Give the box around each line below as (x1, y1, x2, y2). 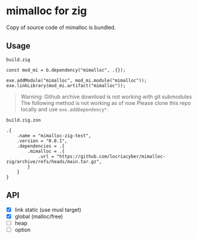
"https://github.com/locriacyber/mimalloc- (56, 153, 166, 160)
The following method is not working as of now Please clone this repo (20, 99, 191, 106)
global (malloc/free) (14, 212, 63, 220)
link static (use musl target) (14, 206, 82, 213)
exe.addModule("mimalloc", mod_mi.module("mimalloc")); (6, 77, 147, 84)
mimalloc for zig (6, 4, 87, 18)
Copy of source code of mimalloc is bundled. (6, 24, 116, 31)
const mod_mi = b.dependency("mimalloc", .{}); (6, 67, 126, 73)
